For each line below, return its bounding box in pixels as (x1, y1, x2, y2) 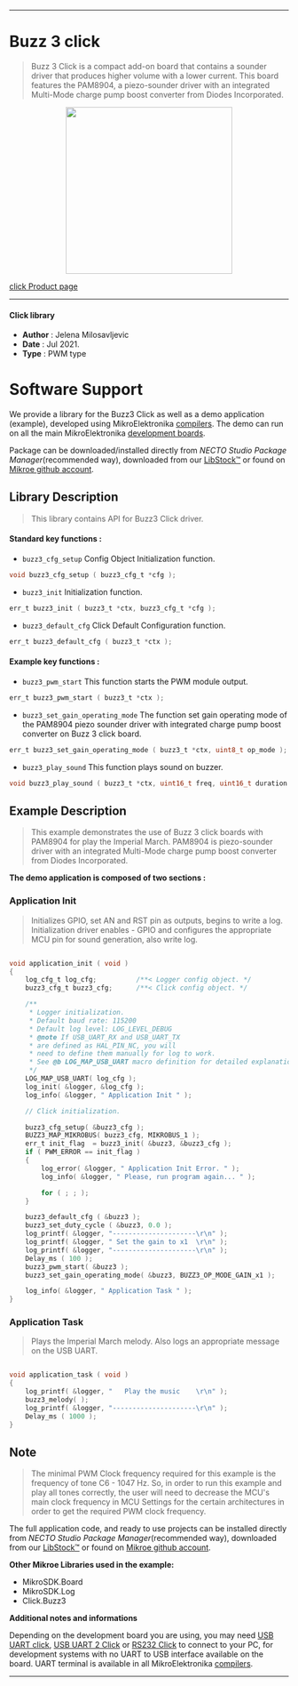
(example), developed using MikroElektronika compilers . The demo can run (9, 419, 284, 430)
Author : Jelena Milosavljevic (21, 330, 129, 341)
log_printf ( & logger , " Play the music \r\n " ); (25, 1387, 228, 1396)
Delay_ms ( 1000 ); (25, 1411, 98, 1421)
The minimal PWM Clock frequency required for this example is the (30, 1468, 277, 1479)
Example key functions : (9, 656, 100, 667)
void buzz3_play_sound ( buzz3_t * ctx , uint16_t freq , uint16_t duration (9, 779, 288, 788)
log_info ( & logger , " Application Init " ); (25, 1090, 192, 1099)
